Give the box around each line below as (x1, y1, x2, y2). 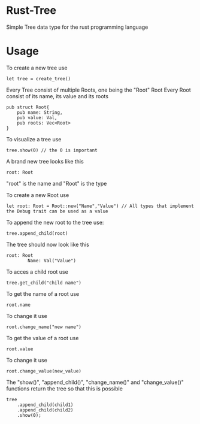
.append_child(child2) (17, 407, 74, 413)
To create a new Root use (6, 191, 69, 198)
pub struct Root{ (6, 104, 50, 110)
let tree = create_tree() (6, 75, 71, 81)
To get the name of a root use (6, 290, 80, 297)
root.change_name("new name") (6, 324, 82, 330)
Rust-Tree (6, 4, 57, 17)
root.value (6, 346, 34, 352)
